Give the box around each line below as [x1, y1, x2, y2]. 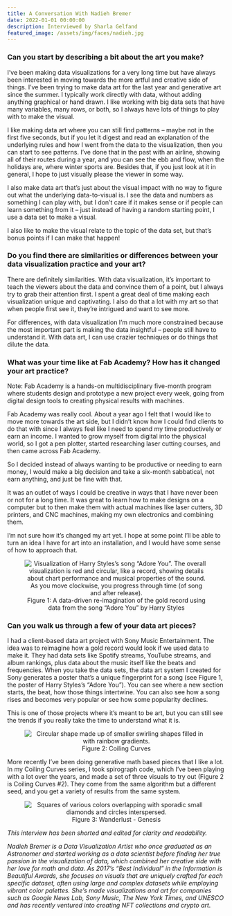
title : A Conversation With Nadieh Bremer [7, 10, 132, 17]
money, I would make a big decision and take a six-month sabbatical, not [7, 468, 215, 476]
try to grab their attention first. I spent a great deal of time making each [7, 290, 210, 298]
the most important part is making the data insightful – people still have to [7, 325, 217, 333]
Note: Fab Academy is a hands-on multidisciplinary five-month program [7, 382, 213, 390]
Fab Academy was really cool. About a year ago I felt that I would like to [7, 410, 211, 419]
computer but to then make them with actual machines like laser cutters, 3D [7, 503, 223, 511]
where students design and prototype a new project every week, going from [7, 389, 224, 398]
